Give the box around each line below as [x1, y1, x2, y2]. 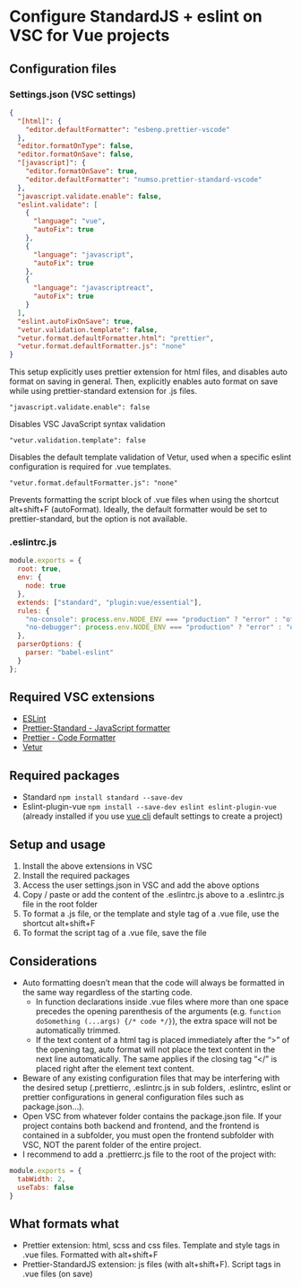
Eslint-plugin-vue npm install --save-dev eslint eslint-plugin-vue [21, 801, 278, 812]
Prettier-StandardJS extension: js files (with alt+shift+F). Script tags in [21, 1259, 281, 1270]
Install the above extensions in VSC [21, 861, 153, 871]
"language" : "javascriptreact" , [32, 284, 154, 293]
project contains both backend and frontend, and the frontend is [21, 1120, 260, 1131]
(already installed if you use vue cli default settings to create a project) [21, 810, 284, 822]
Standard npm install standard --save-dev [21, 792, 184, 802]
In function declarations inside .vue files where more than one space [35, 996, 289, 1007]
